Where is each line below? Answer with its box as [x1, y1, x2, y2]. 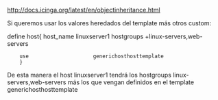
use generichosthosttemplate [19, 53, 165, 60]
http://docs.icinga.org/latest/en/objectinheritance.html [7, 6, 160, 14]
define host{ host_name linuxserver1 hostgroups [7, 32, 144, 40]
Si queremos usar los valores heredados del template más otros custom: [7, 19, 211, 27]
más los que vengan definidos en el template [67, 78, 194, 86]
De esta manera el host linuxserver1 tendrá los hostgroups [7, 71, 171, 79]
